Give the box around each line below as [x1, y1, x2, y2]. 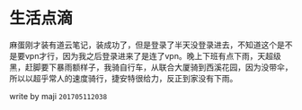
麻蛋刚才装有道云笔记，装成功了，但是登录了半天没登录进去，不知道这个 [9, 39, 277, 50]
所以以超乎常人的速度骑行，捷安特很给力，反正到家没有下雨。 [9, 72, 238, 83]
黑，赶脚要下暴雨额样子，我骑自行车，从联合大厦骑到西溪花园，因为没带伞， [9, 62, 293, 72]
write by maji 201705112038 [9, 90, 108, 101]
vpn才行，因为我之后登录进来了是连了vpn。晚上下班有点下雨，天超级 [24, 50, 281, 61]
